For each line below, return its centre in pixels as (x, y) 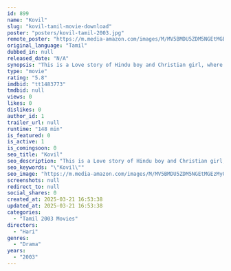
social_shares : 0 (32, 193)
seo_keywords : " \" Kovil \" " (46, 167)
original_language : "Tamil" (47, 46)
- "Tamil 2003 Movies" (46, 219)
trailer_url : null (33, 122)
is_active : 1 (26, 142)
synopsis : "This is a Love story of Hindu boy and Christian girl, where (115, 65)
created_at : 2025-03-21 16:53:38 (55, 200)
